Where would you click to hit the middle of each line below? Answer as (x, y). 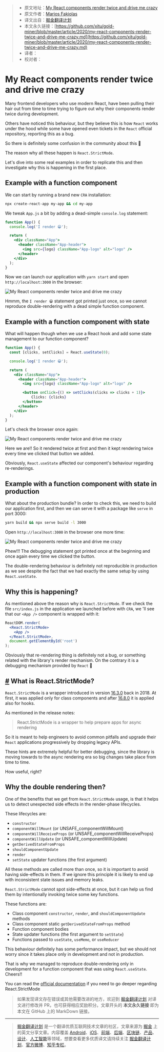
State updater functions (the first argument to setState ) (68, 934)
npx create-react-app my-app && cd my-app (49, 204)
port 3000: (16, 514)
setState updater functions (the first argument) (60, 860)
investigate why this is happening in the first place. (56, 167)
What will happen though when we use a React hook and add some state (78, 334)
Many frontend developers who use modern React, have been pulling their (80, 103)
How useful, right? (23, 772)
